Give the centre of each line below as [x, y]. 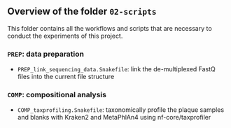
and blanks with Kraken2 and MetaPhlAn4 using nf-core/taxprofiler [114, 118]
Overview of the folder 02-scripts [82, 12]
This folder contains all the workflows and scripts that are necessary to [110, 28]
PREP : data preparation [45, 54]
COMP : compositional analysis [57, 95]
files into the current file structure [66, 77]
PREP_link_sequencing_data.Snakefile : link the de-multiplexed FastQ [116, 69]
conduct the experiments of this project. [65, 36]
